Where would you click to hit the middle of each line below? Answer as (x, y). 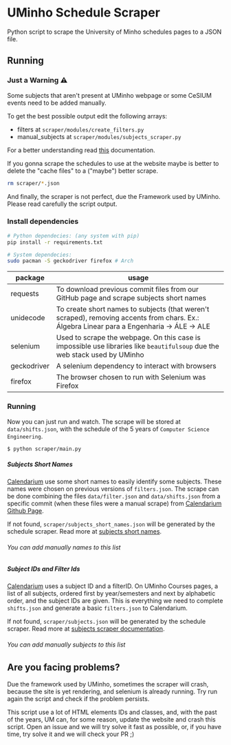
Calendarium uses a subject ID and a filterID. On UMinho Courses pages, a (113, 586)
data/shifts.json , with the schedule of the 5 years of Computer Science (108, 429)
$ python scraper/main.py (44, 449)
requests (25, 294)
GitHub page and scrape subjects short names (131, 298)
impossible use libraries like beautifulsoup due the (138, 346)
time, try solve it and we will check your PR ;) (71, 734)
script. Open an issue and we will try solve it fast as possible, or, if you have (114, 726)
